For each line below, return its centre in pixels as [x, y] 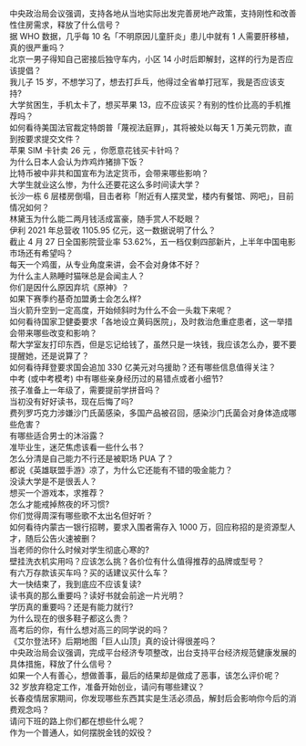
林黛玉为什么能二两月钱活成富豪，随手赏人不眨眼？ [105, 219]
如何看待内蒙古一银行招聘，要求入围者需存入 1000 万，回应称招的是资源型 [149, 527]
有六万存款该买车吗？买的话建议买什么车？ [89, 573]
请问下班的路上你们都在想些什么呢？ [77, 721]
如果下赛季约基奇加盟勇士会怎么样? [76, 299]
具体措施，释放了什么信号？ [61, 664]
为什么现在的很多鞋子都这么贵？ [69, 618]
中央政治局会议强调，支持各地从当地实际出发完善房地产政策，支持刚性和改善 [153, 13]
